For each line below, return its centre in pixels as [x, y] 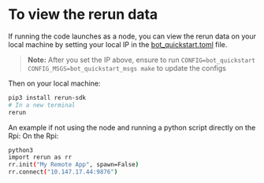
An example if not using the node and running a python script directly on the [132, 127]
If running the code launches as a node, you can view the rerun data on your [132, 36]
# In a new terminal [42, 105]
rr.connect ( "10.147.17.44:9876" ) [63, 172]
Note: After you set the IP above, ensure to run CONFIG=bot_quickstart [141, 60]
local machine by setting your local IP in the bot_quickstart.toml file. [118, 44]
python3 [21, 150]
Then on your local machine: [54, 83]
